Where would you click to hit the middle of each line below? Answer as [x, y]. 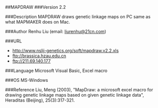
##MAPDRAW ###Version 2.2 [36, 7]
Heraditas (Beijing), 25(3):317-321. [40, 100]
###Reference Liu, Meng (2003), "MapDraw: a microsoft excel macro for [79, 90]
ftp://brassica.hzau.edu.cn [39, 56]
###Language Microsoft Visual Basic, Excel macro [56, 71]
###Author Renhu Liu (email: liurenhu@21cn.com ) [56, 31]
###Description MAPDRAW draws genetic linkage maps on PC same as [78, 17]
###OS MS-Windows [27, 80]
